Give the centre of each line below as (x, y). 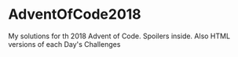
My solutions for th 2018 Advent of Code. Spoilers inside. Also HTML (119, 36)
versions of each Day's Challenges (64, 44)
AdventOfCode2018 (75, 14)
